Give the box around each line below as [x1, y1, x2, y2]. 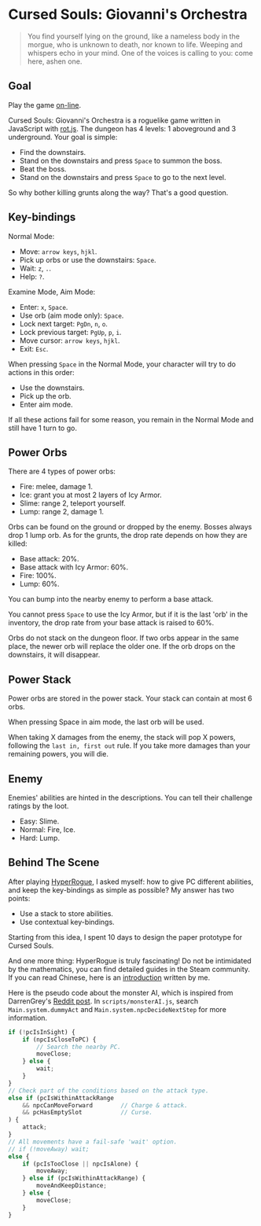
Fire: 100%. [19, 571, 57, 580]
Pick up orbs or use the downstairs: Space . [19, 255, 156, 264]
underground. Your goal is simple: [8, 132, 118, 142]
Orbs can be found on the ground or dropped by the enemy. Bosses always [8, 522, 252, 532]
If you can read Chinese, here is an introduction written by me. [8, 973, 211, 982]
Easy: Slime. [19, 816, 60, 826]
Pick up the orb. [19, 391, 72, 400]
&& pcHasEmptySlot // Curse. [22, 1109, 153, 1117]
